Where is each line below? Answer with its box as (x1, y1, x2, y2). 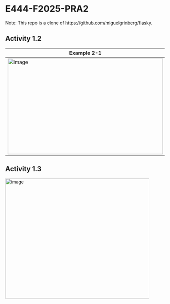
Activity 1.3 (5, 165, 42, 173)
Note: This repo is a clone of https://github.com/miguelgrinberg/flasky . (5, 20, 153, 26)
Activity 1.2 (5, 34, 42, 43)
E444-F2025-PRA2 (5, 3, 89, 15)
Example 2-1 (69, 49, 102, 56)
